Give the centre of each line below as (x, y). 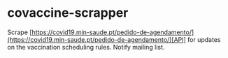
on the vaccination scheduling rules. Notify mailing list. (86, 47)
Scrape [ (20, 32)
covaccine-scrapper (68, 13)
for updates (204, 39)
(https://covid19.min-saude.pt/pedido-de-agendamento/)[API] (97, 39)
